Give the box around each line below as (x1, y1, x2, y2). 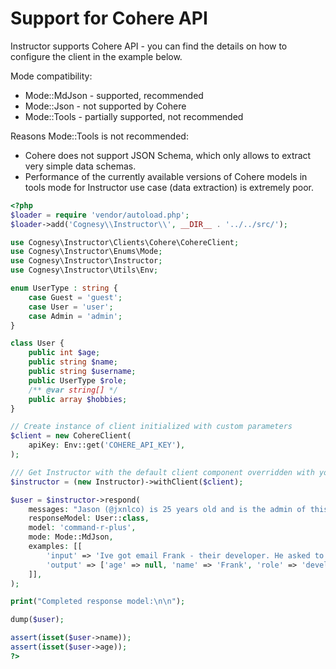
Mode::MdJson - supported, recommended (24, 89, 204, 101)
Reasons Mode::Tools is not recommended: (10, 130, 189, 142)
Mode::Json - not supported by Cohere (24, 100, 187, 112)
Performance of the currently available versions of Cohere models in (24, 170, 308, 182)
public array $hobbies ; (28, 394, 128, 404)
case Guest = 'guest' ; (28, 292, 123, 302)
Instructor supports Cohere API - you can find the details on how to (10, 40, 288, 52)
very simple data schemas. (24, 160, 137, 172)
